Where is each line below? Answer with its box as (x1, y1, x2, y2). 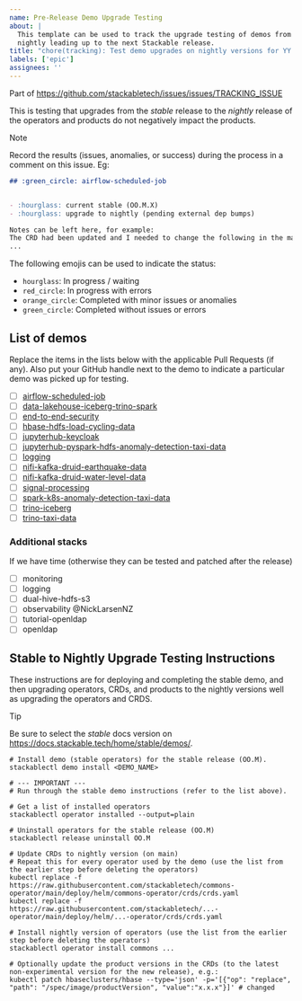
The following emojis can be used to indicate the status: (9, 258, 217, 270)
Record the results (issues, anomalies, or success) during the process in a (9, 149, 284, 160)
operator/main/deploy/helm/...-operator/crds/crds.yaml (9, 913, 223, 922)
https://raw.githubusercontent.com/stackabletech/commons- (9, 881, 235, 890)
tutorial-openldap (22, 614, 87, 625)
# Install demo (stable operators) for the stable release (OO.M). (9, 756, 268, 765)
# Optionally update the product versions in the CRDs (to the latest (9, 960, 280, 969)
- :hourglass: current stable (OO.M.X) (9, 200, 159, 209)
